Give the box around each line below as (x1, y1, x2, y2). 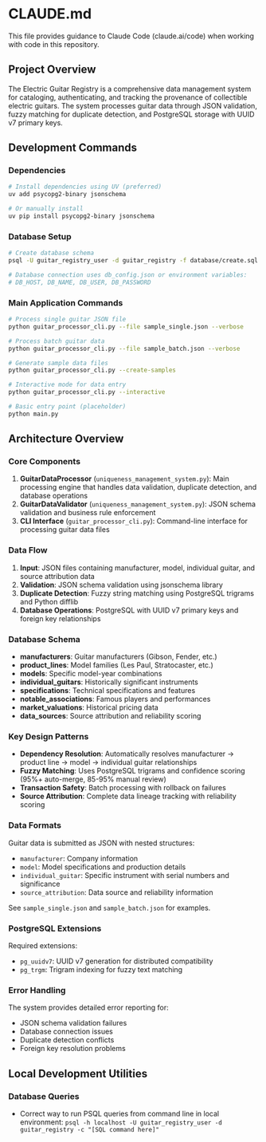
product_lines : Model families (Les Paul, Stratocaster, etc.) (19, 660, 213, 670)
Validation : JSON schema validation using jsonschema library (19, 580, 223, 589)
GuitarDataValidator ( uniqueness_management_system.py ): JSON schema (19, 499, 256, 509)
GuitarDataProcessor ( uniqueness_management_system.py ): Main (19, 474, 229, 483)
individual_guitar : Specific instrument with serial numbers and (19, 870, 229, 880)
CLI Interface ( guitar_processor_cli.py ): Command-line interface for (19, 516, 248, 526)
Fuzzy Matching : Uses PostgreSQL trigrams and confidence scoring (19, 766, 245, 776)
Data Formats (8, 820, 62, 831)
